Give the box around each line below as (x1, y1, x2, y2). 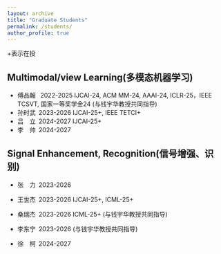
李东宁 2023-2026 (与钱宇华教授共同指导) (17, 224, 138, 233)
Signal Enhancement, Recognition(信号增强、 (7, 148, 205, 160)
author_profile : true (7, 29, 70, 37)
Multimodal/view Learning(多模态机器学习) (7, 71, 193, 83)
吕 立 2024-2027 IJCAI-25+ (17, 117, 102, 125)
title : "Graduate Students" (7, 17, 88, 24)
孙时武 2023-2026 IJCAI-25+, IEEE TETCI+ (17, 109, 142, 117)
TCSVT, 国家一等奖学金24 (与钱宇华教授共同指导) (17, 100, 157, 108)
